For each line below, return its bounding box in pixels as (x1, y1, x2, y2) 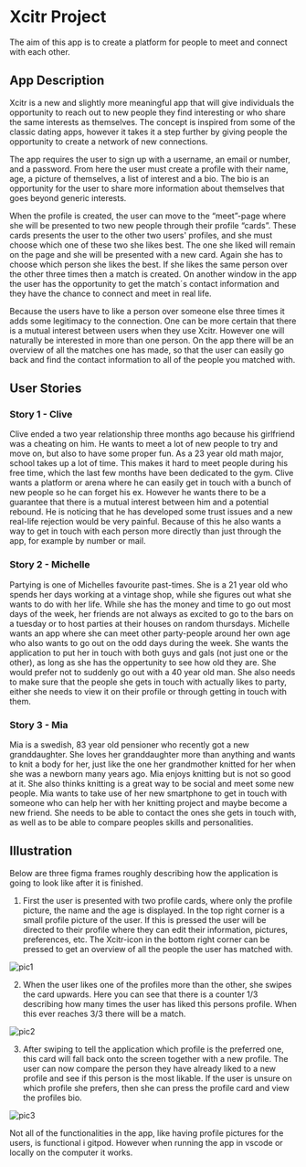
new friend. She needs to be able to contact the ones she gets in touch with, (9, 807, 297, 819)
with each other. (9, 46, 70, 57)
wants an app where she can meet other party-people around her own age (9, 628, 290, 639)
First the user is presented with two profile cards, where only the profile (22, 895, 293, 906)
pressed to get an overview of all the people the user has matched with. (22, 943, 294, 954)
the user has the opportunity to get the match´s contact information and (9, 278, 280, 289)
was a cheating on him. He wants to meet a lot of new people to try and (9, 439, 279, 450)
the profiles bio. (22, 1092, 82, 1103)
